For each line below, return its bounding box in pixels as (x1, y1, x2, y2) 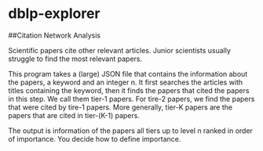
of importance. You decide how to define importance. (8, 134, 181, 143)
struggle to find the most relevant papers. (8, 54, 143, 63)
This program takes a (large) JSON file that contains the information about (8, 69, 248, 78)
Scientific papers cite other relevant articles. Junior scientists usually (8, 45, 232, 55)
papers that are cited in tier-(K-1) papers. (8, 110, 140, 120)
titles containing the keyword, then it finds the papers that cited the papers (8, 85, 250, 95)
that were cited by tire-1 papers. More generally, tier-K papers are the (8, 102, 233, 112)
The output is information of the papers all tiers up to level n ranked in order (8, 126, 254, 135)
